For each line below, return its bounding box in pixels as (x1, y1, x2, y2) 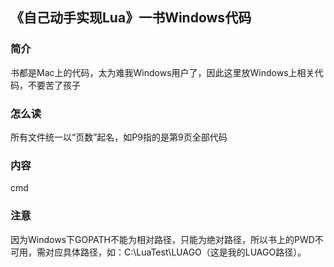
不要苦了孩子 (27, 79, 81, 91)
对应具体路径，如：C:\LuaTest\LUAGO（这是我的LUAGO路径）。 (44, 246, 307, 258)
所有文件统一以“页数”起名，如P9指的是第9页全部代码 (10, 131, 228, 143)
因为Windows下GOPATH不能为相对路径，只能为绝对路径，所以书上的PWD (10, 233, 315, 245)
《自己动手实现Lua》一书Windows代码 (10, 9, 252, 27)
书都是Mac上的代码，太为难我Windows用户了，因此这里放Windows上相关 (10, 66, 315, 78)
